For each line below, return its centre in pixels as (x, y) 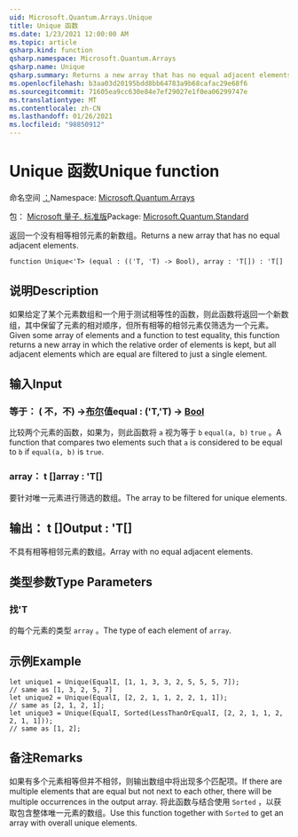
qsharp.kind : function (51, 51)
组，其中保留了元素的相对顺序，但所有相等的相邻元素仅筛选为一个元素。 (141, 325)
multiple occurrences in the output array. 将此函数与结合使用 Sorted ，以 (141, 801)
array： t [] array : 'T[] (56, 477)
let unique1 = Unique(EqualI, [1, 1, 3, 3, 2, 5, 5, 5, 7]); (125, 683)
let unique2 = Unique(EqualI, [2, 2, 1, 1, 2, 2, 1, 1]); (118, 698)
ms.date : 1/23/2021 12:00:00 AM (69, 34)
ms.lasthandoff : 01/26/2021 (61, 116)
